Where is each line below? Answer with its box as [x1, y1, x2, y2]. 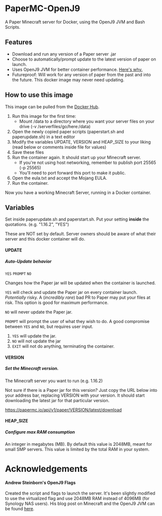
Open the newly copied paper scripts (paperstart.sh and [12, 129, 124, 134]
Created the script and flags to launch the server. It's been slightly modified [5, 490, 156, 496]
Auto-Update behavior [5, 258, 52, 264]
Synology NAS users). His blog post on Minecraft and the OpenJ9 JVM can [5, 500, 155, 507]
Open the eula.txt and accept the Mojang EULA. [12, 175, 107, 181]
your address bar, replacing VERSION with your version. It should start [5, 392, 145, 398]
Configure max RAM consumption [5, 429, 75, 435]
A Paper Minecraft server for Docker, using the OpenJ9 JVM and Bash [5, 19, 145, 25]
